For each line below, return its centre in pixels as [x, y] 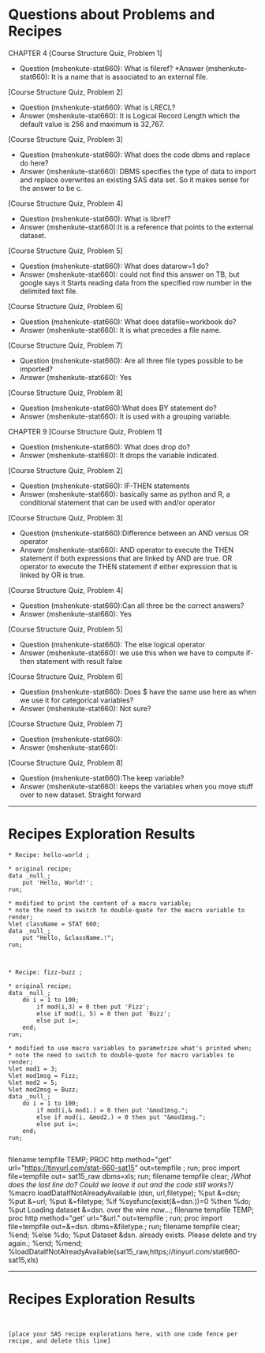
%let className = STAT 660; [54, 924]
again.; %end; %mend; [45, 1243]
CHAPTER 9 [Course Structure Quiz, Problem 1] [85, 431]
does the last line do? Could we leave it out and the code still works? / [121, 1184]
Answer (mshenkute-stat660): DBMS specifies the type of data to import [138, 171]
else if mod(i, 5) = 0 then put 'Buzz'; [104, 1014]
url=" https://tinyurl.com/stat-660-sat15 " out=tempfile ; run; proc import [124, 1168]
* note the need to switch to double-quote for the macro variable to [127, 910]
